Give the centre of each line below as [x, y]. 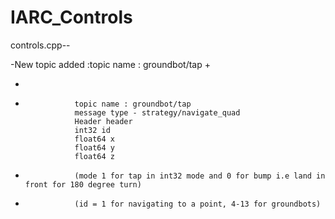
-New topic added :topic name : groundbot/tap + [110, 64]
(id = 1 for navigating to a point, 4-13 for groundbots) [198, 204]
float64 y [94, 147]
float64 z [94, 156]
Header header [103, 121]
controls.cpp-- [40, 45]
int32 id [92, 130]
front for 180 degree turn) [83, 184]
